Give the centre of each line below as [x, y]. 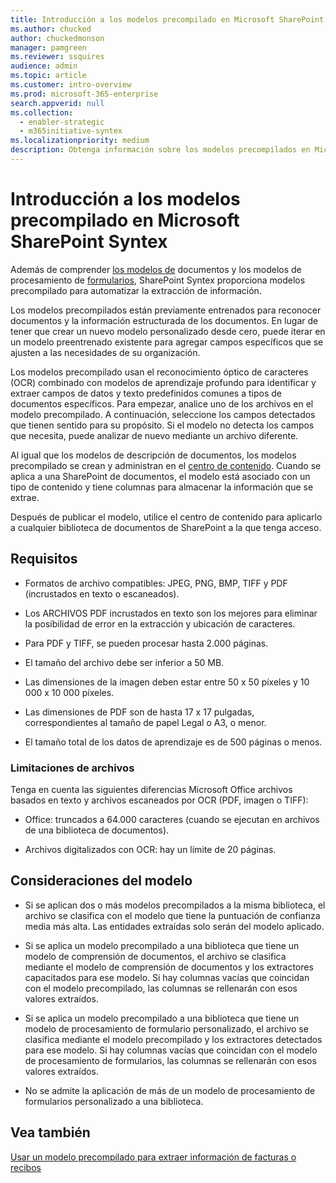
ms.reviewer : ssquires [57, 57]
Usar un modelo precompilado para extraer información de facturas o [153, 1157]
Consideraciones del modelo [101, 881]
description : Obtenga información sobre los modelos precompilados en [160, 150]
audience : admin [44, 66]
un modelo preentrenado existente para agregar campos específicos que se [167, 342]
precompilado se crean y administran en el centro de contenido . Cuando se [166, 465]
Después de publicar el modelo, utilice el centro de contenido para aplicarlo [166, 517]
